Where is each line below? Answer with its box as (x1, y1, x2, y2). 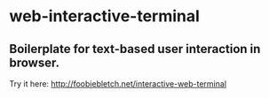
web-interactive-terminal (9, 6, 200, 26)
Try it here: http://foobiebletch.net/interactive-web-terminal (9, 79, 227, 89)
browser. (9, 55, 60, 70)
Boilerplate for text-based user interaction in (9, 41, 261, 57)
